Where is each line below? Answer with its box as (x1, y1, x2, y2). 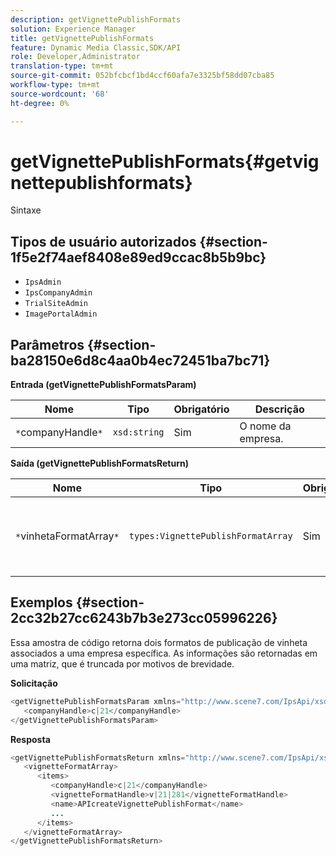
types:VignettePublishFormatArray (128, 531, 293, 542)
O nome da (239, 419, 292, 433)
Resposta (10, 733, 51, 745)
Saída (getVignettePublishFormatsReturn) (10, 457, 189, 470)
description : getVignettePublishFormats (10, 14, 182, 25)
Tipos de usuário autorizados (10, 233, 197, 250)
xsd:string (112, 427, 165, 438)
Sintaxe (10, 204, 42, 216)
